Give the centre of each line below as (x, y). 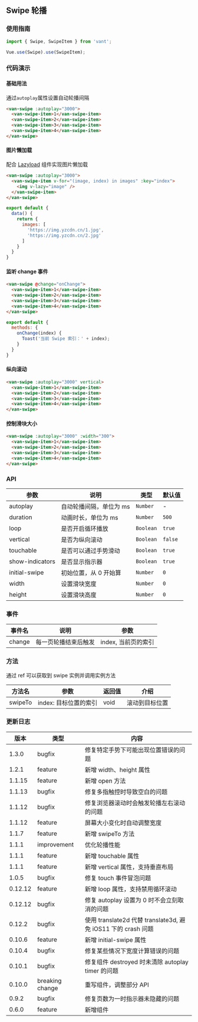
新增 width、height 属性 (118, 769)
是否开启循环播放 (85, 528)
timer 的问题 (102, 971)
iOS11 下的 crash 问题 (123, 928)
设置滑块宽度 (79, 584)
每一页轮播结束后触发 (65, 642)
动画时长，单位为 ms (90, 517)
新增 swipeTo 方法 (110, 834)
